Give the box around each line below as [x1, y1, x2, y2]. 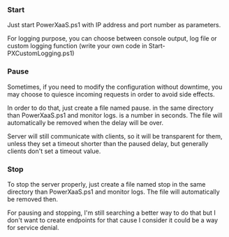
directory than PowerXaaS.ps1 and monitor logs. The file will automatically [7, 187, 220, 196]
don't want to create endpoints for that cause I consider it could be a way [7, 215, 219, 224]
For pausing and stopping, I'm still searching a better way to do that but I [7, 208, 216, 217]
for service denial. [7, 223, 59, 231]
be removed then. [7, 194, 58, 203]
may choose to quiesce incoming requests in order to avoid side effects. [7, 89, 215, 99]
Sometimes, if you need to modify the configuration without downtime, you [7, 82, 223, 91]
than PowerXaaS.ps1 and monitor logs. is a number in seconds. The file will [7, 110, 223, 120]
